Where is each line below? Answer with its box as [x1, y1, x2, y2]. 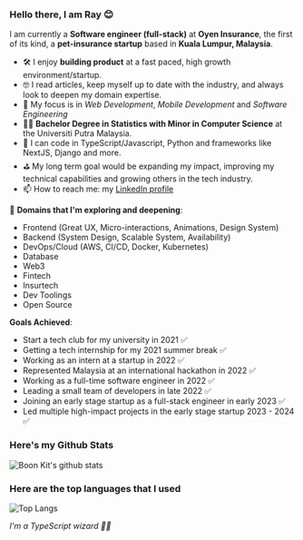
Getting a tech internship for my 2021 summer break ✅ [22, 345, 227, 356]
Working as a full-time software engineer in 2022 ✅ [22, 376, 216, 387]
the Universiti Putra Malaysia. [22, 128, 132, 139]
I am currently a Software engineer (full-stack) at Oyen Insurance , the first [9, 29, 293, 40]
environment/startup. [22, 70, 103, 81]
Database [22, 251, 59, 262]
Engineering [22, 109, 68, 120]
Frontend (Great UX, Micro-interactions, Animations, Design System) [22, 222, 279, 233]
